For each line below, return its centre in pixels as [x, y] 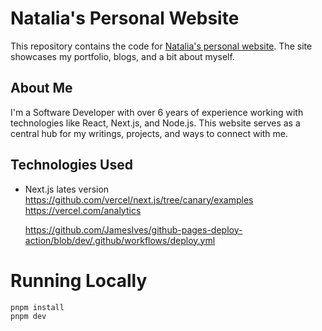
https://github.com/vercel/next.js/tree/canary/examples [139, 199]
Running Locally [79, 280]
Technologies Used [71, 165]
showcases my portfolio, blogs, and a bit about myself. [122, 56]
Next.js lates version [67, 189]
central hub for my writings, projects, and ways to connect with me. [149, 133]
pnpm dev [28, 316]
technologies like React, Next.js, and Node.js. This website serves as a [155, 123]
